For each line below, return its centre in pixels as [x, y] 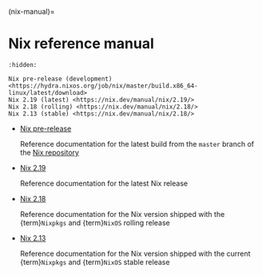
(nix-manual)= [32, 12]
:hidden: [23, 65]
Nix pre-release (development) [60, 79]
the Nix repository [50, 152]
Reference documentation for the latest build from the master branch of [137, 143]
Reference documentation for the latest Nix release [104, 183]
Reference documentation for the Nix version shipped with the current [135, 253]
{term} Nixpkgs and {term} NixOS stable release [95, 261]
